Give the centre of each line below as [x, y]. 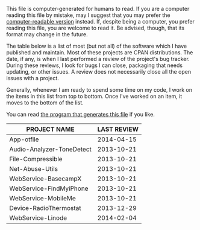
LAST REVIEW [118, 129]
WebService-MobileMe [43, 198]
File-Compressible [36, 159]
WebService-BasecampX [45, 179]
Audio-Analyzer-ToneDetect [50, 149]
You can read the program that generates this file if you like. [81, 114]
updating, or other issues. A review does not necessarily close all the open [99, 72]
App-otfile [24, 139]
